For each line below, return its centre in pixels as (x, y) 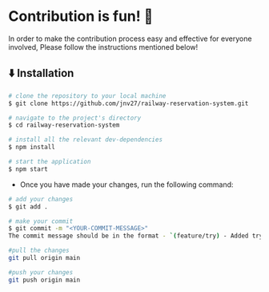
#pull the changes (39, 251)
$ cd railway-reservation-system (64, 125)
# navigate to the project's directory (75, 118)
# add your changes (41, 199)
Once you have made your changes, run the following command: (126, 185)
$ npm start (28, 169)
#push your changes (41, 272)
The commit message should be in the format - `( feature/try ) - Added (128, 236)
